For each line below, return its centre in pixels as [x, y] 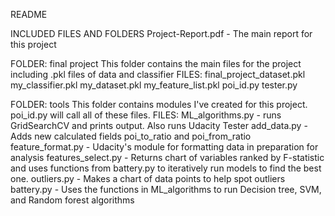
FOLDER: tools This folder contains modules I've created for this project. [159, 104]
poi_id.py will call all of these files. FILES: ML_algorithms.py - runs [146, 115]
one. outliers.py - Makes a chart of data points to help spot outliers [148, 178]
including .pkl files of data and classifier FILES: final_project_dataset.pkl [158, 74]
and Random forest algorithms [72, 200]
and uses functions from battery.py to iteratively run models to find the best [166, 168]
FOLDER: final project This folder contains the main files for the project [156, 63]
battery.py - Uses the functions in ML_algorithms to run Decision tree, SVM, [166, 189]
